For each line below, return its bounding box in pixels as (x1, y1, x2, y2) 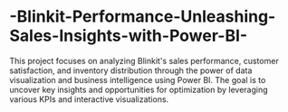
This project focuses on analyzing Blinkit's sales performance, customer (9, 55, 279, 66)
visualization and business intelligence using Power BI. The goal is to (9, 74, 266, 85)
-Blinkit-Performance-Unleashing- (9, 6, 276, 27)
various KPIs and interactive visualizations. (9, 93, 169, 105)
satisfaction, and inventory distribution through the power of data (9, 65, 253, 76)
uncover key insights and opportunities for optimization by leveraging (9, 84, 269, 95)
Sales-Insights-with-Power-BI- (9, 25, 248, 46)
